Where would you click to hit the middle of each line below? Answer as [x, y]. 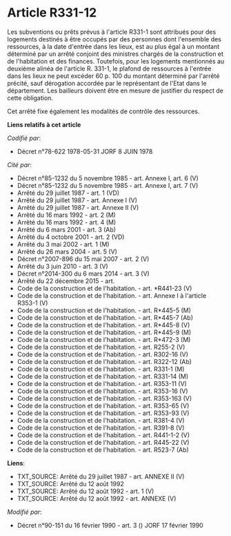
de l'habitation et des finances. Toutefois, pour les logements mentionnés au [116, 61]
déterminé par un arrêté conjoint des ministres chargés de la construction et [115, 54]
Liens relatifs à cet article [44, 124]
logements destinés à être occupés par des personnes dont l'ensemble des [114, 39]
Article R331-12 [52, 13]
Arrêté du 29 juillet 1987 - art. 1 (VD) [68, 193]
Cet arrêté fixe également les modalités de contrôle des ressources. [103, 111]
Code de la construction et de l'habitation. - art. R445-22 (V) [103, 442]
